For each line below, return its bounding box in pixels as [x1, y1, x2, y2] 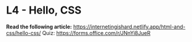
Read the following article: [6, 23, 72, 30]
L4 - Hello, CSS [6, 4, 82, 17]
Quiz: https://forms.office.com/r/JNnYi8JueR [42, 29, 151, 36]
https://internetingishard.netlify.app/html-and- [73, 23, 186, 30]
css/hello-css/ [6, 29, 41, 36]
